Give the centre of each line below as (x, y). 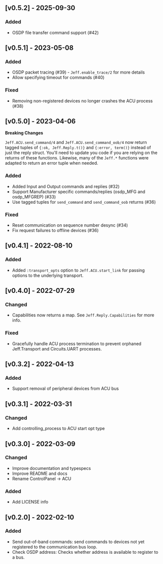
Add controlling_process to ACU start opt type (58, 428)
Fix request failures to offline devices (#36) (55, 231)
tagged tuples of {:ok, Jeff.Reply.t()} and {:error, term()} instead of (78, 148)
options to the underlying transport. (48, 275)
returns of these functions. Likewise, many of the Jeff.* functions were (77, 158)
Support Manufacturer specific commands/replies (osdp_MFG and (79, 192)
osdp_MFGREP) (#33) (34, 196)
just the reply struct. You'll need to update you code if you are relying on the (81, 153)
